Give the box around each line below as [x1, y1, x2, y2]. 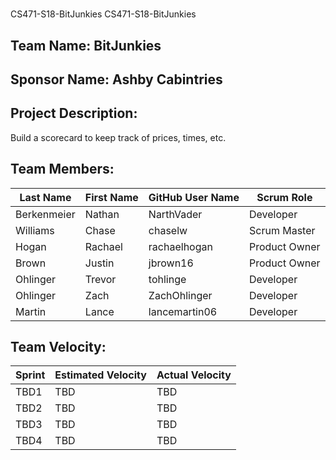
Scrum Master [249, 223, 316, 237]
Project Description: [10, 105, 138, 122]
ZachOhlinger [148, 288, 213, 302]
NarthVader [148, 207, 203, 221]
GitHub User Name [148, 190, 240, 204]
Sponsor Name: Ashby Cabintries [10, 71, 223, 88]
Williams [15, 223, 55, 237]
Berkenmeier [15, 207, 76, 221]
